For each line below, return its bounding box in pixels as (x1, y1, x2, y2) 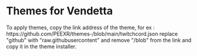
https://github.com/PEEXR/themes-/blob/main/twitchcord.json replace (6, 30, 178, 37)
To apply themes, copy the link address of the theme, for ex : (6, 24, 155, 31)
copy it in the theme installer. (6, 43, 77, 50)
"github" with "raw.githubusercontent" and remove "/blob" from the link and (6, 36, 192, 43)
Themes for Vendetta (6, 4, 113, 18)
